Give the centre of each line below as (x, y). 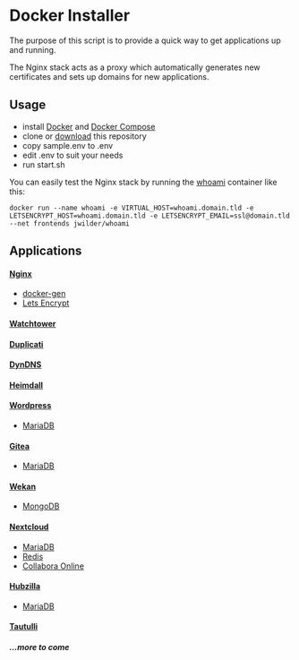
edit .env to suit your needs (73, 155)
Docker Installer (70, 16)
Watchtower (33, 323)
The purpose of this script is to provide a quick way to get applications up (145, 40)
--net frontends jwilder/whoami (69, 223)
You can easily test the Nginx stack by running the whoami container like (143, 182)
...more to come (39, 647)
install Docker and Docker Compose (89, 126)
